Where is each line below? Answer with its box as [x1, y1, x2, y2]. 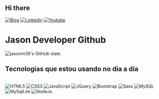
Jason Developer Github [5, 34, 106, 45]
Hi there [5, 4, 31, 12]
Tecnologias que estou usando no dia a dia [5, 65, 139, 73]
